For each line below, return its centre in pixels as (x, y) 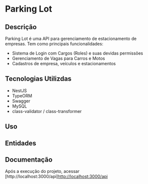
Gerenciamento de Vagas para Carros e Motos (58, 58)
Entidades (21, 143)
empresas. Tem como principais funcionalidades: (54, 44)
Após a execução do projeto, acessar (42, 171)
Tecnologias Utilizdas (38, 79)
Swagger (21, 101)
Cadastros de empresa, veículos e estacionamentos (64, 64)
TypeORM (22, 95)
